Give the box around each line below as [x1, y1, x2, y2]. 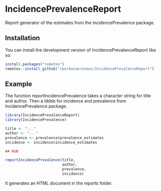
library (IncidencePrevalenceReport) [5, 113, 80, 118]
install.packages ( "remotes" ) [5, 61, 65, 67]
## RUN [5, 149, 19, 154]
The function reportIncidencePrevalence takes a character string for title [5, 93, 151, 99]
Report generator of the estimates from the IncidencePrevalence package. [5, 20, 155, 26]
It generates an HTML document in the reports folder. [5, 180, 113, 186]
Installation [5, 34, 40, 42]
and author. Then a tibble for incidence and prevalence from [5, 98, 126, 104]
